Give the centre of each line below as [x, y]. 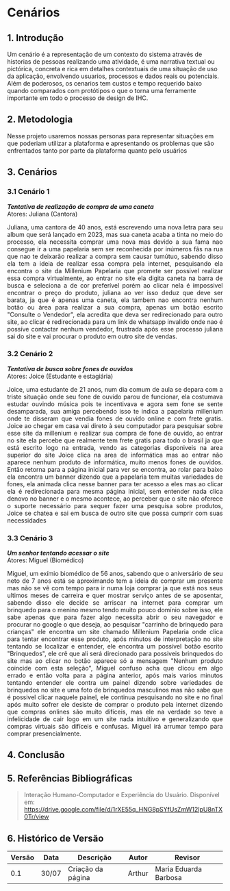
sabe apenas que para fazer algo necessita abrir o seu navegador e [115, 617]
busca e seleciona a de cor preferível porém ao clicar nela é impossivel [115, 285]
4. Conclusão [36, 755]
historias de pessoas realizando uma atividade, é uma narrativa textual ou [111, 62]
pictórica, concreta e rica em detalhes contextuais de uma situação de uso [112, 69]
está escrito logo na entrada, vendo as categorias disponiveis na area [115, 447]
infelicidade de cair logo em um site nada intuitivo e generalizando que [115, 719]
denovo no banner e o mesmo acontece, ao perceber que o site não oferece [115, 499]
